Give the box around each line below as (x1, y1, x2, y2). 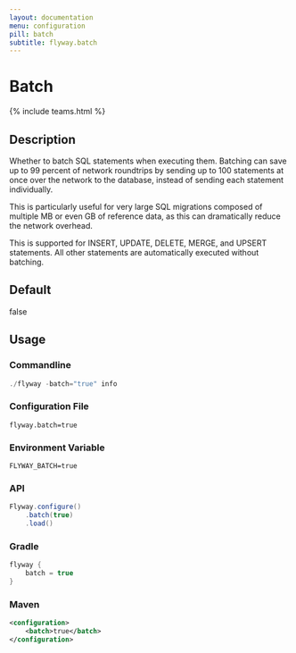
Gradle (9, 540, 39, 552)
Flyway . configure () (9, 502, 82, 512)
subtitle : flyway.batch (9, 38, 98, 47)
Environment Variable (9, 441, 105, 454)
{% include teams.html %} (9, 106, 106, 117)
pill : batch (9, 29, 53, 38)
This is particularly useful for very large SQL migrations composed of (9, 202, 263, 212)
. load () (25, 519, 53, 528)
